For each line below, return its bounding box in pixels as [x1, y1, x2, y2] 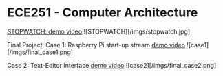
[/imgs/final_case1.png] [7, 48, 74, 56]
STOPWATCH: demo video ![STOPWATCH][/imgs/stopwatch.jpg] [7, 27, 191, 36]
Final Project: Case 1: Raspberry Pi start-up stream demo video [7, 40, 186, 49]
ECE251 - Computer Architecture [7, 5, 198, 21]
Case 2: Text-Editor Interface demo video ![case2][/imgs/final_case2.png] [7, 61, 217, 69]
